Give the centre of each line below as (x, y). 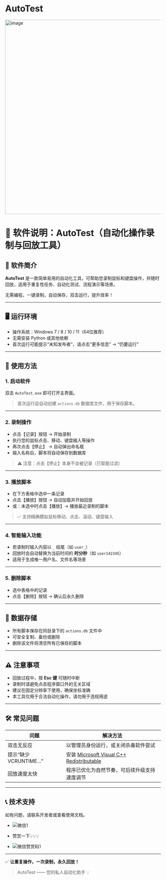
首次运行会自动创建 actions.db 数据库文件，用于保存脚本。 (77, 404)
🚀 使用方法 (21, 366)
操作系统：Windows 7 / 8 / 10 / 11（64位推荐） (59, 332)
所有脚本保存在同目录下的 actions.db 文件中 (57, 631)
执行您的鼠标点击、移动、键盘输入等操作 (53, 440)
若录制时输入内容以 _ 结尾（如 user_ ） (51, 547)
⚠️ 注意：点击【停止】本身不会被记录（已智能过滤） (70, 463)
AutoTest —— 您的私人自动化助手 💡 (53, 872)
